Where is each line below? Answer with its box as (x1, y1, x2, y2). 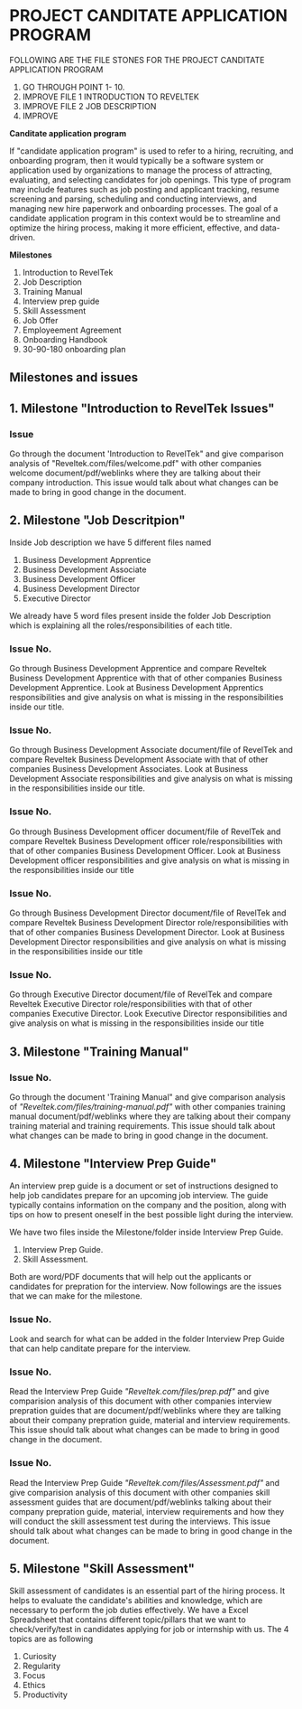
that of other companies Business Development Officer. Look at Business (9, 845, 281, 856)
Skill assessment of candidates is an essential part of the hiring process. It (9, 1585, 286, 1596)
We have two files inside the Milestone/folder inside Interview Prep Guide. (9, 1226, 284, 1237)
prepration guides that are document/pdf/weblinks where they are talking (9, 1405, 281, 1416)
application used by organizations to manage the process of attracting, (9, 164, 272, 175)
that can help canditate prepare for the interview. (9, 1343, 191, 1354)
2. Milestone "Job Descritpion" (9, 512, 187, 529)
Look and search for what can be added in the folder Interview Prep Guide (9, 1334, 286, 1345)
